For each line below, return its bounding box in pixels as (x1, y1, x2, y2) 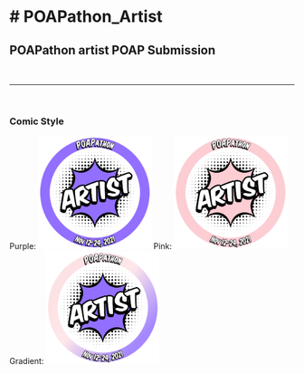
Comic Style (9, 115, 65, 128)
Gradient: (9, 356, 44, 367)
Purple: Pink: (9, 241, 173, 252)
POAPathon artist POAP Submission (9, 43, 216, 58)
